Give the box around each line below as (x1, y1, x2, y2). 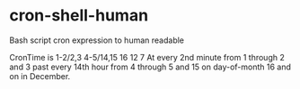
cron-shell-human (9, 5, 149, 26)
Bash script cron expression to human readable (9, 35, 185, 45)
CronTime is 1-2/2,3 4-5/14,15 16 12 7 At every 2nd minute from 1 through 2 (9, 52, 285, 62)
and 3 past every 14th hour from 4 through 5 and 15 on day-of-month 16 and (9, 61, 292, 72)
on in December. (9, 70, 71, 81)
